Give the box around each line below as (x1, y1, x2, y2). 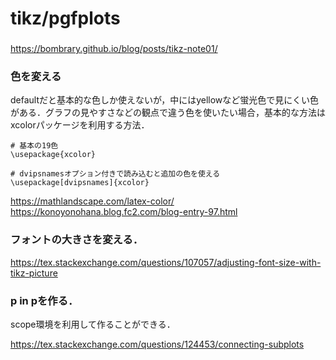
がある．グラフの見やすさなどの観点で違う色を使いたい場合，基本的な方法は (10, 107, 326, 119)
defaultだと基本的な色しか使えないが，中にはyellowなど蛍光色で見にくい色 (10, 94, 320, 106)
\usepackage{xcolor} (10, 150, 97, 160)
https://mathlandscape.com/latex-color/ (10, 195, 175, 207)
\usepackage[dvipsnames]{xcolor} (10, 178, 150, 188)
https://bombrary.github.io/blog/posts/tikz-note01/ (10, 43, 218, 55)
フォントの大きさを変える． (10, 233, 144, 247)
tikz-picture (10, 267, 58, 279)
